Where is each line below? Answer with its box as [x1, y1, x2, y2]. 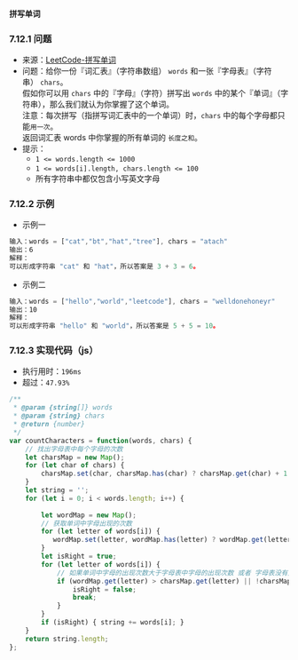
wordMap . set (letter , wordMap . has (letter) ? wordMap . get [52, 536, 264, 545]
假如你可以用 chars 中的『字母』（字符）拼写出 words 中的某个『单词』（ [21, 87, 281, 98]
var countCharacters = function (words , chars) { [9, 436, 192, 445]
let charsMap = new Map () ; [25, 453, 125, 462]
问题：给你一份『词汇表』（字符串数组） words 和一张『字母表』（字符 [21, 65, 272, 76]
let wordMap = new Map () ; [41, 511, 137, 520]
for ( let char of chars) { [25, 461, 125, 470]
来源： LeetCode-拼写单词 [21, 54, 117, 65]
